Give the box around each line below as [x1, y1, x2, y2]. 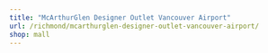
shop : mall [9, 30, 50, 39]
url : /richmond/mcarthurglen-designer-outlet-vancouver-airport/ [9, 22, 259, 31]
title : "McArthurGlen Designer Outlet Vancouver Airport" [9, 13, 231, 22]
